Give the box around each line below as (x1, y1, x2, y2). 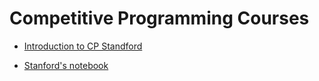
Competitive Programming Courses (9, 7, 310, 30)
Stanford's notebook (23, 59, 109, 71)
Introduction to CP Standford (23, 40, 143, 52)
